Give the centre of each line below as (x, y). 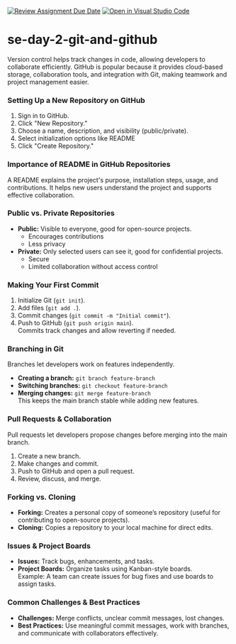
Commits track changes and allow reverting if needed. (97, 331)
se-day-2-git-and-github (83, 40)
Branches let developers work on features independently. (91, 364)
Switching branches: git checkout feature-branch (92, 386)
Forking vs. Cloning (41, 497)
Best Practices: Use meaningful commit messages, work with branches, (123, 626)
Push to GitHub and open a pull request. (76, 471)
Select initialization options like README (77, 138)
